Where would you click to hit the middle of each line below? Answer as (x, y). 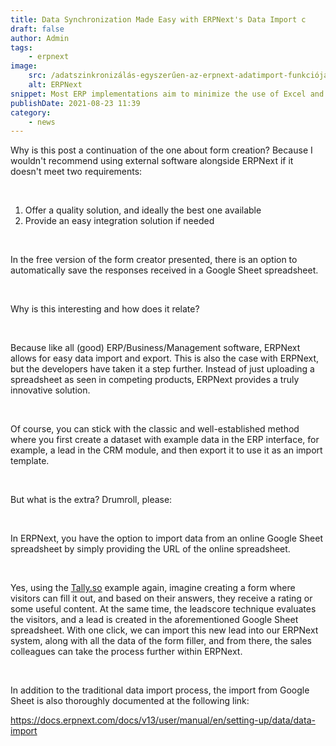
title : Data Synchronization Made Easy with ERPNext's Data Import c (158, 19)
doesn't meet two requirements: (76, 172)
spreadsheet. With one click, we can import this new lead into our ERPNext (164, 630)
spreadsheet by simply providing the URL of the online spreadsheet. (150, 549)
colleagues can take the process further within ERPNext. (126, 652)
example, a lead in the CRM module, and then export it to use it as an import (166, 450)
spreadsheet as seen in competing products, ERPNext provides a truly (155, 380)
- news (42, 122)
